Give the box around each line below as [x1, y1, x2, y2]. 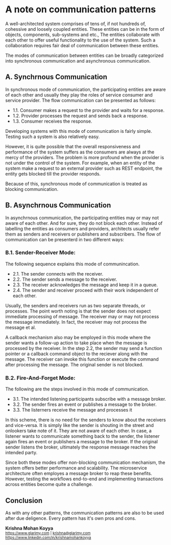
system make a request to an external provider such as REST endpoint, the [5, 165, 162, 171]
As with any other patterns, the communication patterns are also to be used [5, 510, 164, 516]
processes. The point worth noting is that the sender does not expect [5, 308, 151, 314]
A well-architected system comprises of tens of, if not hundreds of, [5, 21, 146, 27]
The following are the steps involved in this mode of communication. [5, 386, 149, 392]
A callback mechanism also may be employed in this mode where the [5, 334, 151, 340]
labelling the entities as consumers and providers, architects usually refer [5, 225, 160, 231]
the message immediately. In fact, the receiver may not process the [5, 319, 147, 325]
